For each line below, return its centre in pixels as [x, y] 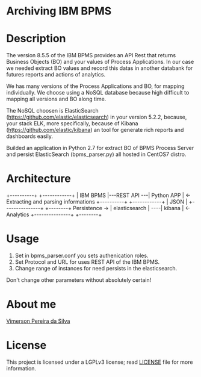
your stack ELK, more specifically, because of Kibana [72, 123]
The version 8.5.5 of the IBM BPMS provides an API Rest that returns [91, 55]
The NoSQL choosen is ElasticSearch [52, 111]
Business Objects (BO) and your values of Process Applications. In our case [100, 62]
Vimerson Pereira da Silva [38, 321]
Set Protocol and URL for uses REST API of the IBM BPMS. [87, 262]
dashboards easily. [29, 136]
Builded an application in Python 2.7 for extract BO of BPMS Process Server [100, 148]
